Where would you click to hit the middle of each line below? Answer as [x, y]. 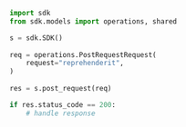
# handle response [61, 113]
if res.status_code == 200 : [63, 104]
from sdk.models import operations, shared [93, 21]
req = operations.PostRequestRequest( [83, 54]
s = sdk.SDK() [36, 38]
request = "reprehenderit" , [75, 63]
